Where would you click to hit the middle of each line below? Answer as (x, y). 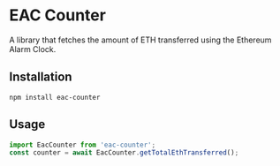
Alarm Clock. (33, 49)
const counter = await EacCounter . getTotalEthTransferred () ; (124, 153)
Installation (41, 77)
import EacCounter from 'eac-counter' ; (83, 145)
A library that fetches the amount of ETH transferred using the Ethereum (140, 40)
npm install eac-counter (55, 97)
